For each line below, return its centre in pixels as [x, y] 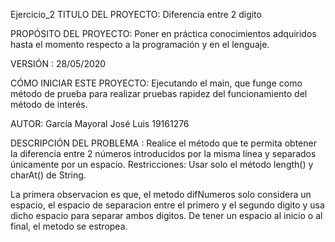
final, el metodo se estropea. [69, 226]
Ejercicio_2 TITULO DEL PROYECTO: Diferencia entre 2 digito [136, 14]
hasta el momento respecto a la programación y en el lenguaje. [140, 44]
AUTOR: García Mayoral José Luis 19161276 [100, 123]
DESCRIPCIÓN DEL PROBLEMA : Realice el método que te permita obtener [163, 143]
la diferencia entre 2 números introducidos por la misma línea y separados [163, 153]
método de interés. [49, 104]
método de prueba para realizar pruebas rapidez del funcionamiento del [159, 93]
